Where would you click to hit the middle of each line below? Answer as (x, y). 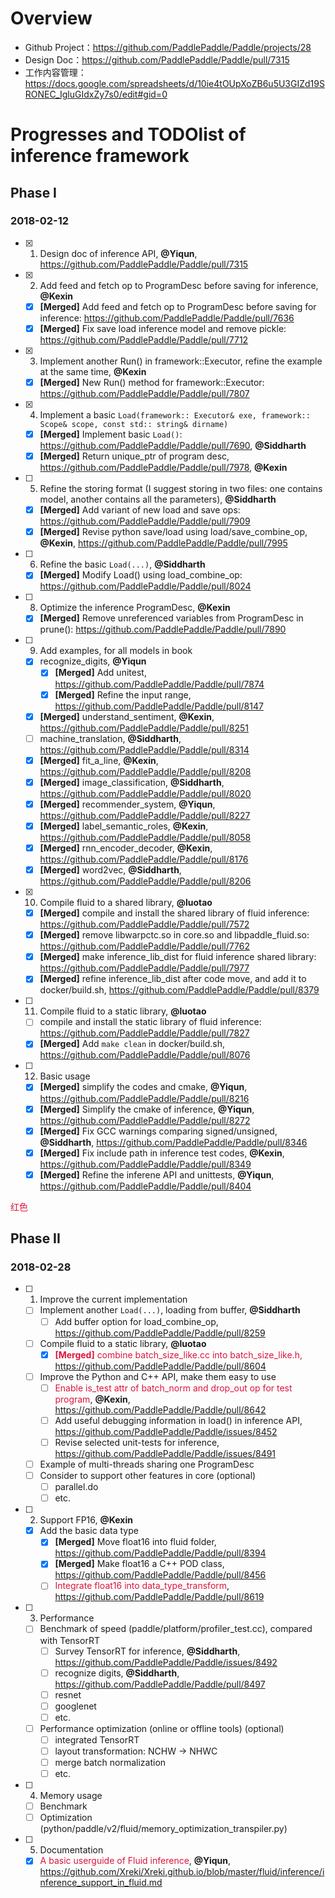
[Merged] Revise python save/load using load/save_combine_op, (173, 532)
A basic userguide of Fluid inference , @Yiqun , (135, 1861)
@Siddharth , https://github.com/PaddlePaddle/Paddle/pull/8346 (173, 1142)
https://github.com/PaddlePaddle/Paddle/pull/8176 (144, 859)
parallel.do (76, 1487)
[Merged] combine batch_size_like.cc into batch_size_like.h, (178, 1354)
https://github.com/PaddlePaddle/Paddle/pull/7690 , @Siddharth (173, 446)
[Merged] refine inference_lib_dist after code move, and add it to (173, 979)
